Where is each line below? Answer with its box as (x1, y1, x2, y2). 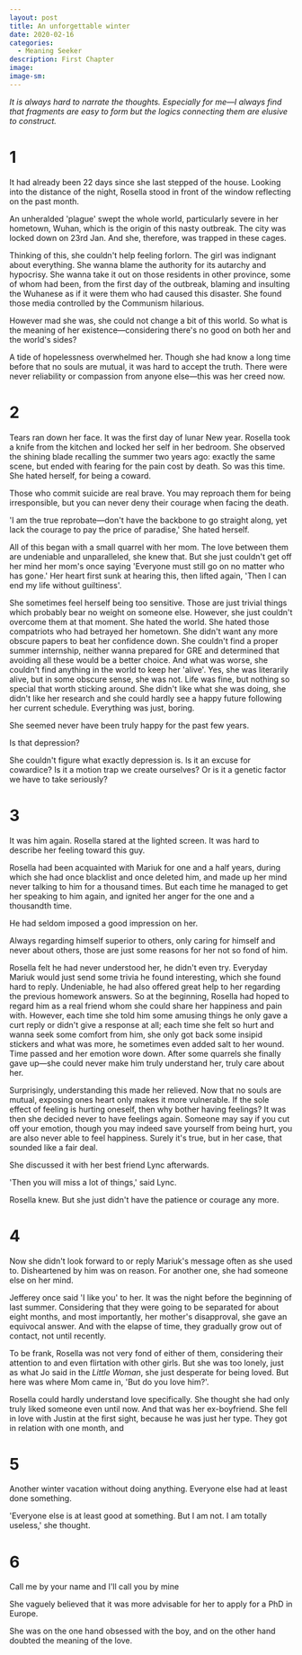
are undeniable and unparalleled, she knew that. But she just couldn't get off (9, 550, 292, 562)
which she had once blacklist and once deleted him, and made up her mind (9, 872, 288, 882)
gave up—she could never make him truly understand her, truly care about (9, 1058, 285, 1069)
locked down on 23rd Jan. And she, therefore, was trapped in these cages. (9, 232, 287, 243)
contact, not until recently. (9, 1330, 106, 1341)
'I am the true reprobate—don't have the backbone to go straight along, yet (9, 514, 288, 525)
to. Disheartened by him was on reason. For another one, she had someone (9, 1265, 289, 1275)
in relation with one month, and (9, 1422, 124, 1433)
